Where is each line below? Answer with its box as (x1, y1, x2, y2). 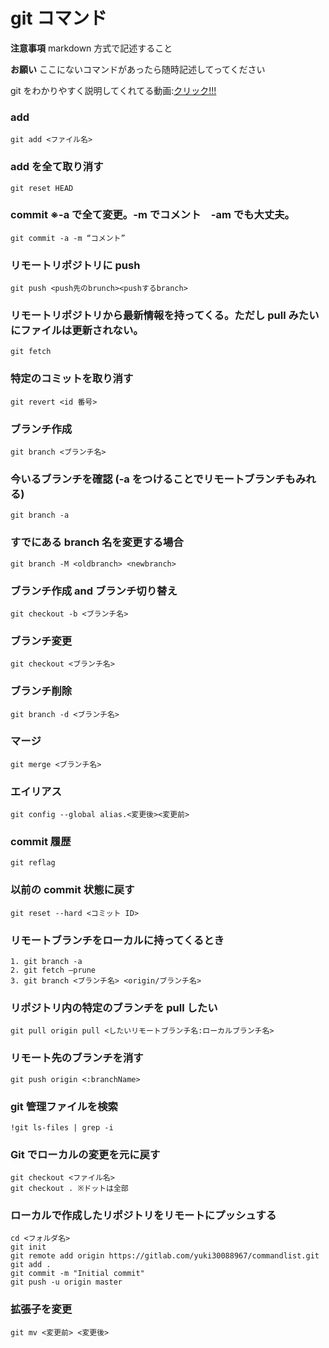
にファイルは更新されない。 (10, 324, 144, 338)
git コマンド (10, 7, 108, 30)
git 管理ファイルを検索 (10, 1099, 118, 1113)
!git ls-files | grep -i (10, 1122, 114, 1133)
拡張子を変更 (10, 1302, 73, 1316)
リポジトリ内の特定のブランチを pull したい (10, 1000, 218, 1014)
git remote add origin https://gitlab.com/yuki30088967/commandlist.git (10, 1251, 320, 1261)
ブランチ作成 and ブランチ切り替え (10, 584, 178, 598)
